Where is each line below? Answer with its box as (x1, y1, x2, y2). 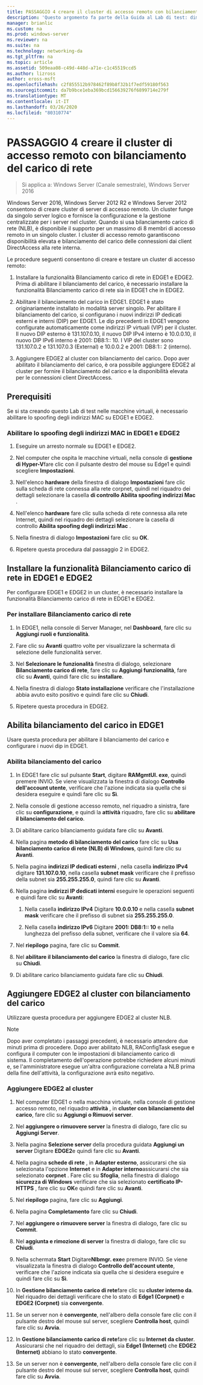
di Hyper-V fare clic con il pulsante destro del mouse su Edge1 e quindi (15, 460, 191, 468)
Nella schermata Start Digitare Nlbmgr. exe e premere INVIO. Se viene (15, 1255, 188, 1263)
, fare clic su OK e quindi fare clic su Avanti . (35, 1184, 143, 1192)
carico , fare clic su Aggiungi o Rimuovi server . (15, 1111, 133, 1118)
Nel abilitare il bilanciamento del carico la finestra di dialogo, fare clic (15, 953, 190, 960)
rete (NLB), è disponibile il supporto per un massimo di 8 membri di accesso (7, 225, 196, 232)
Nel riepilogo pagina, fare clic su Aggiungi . (15, 1196, 123, 1203)
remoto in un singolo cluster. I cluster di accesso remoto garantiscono (7, 231, 180, 239)
